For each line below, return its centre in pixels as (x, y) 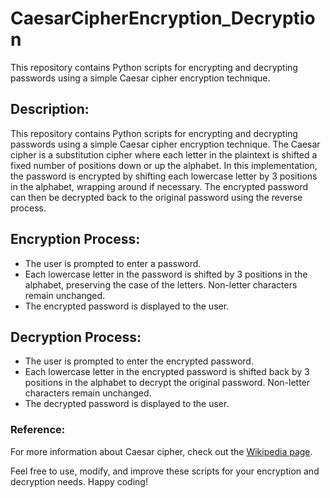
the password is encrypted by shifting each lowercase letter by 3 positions (164, 176)
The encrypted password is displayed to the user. (127, 306)
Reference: (38, 430)
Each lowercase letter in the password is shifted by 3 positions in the (166, 274)
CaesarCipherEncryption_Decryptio (163, 18)
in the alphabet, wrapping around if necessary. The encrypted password (159, 186)
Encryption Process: (75, 239)
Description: (50, 109)
